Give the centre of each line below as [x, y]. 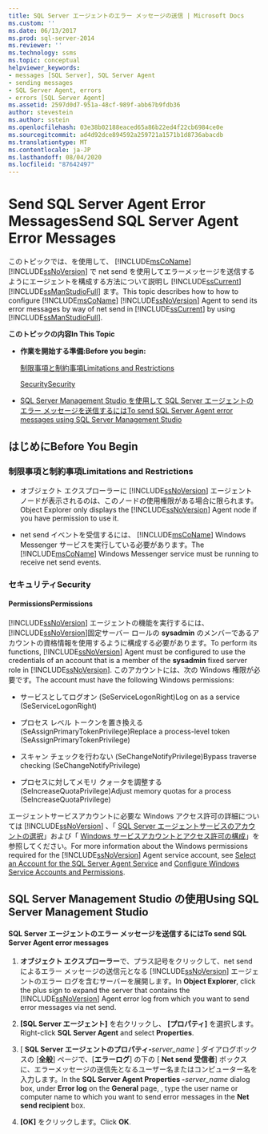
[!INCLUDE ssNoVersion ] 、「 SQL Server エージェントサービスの [129, 826]
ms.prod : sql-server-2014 [51, 38]
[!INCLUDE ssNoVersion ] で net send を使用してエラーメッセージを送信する [132, 271]
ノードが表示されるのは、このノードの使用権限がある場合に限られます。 [139, 501]
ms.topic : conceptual [44, 61]
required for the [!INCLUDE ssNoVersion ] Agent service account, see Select [132, 855]
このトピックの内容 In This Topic [62, 334]
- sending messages [41, 82]
